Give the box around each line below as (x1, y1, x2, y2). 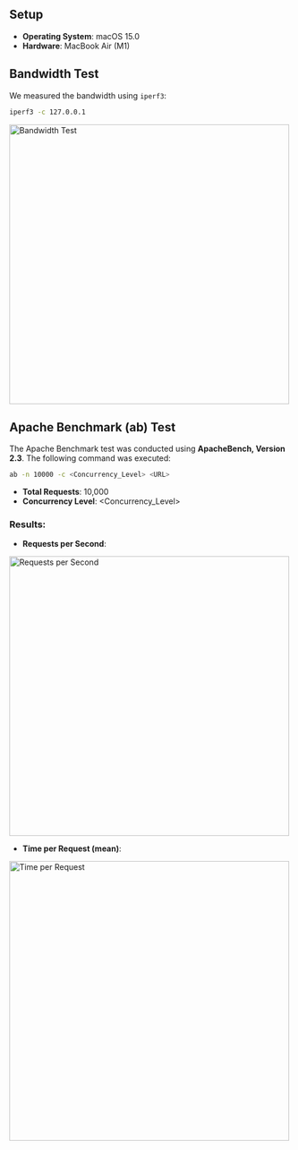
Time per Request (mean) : (21, 843, 123, 854)
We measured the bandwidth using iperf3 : (9, 89, 167, 101)
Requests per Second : (21, 539, 107, 549)
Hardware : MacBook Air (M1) (21, 40, 131, 51)
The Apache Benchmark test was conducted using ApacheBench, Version (9, 443, 286, 455)
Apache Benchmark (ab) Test (9, 420, 176, 435)
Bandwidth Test (9, 66, 99, 81)
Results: (9, 518, 47, 531)
